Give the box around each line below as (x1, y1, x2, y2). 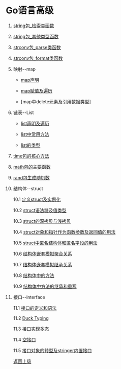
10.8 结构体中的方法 (13, 272, 55, 279)
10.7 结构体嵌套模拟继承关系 (13, 261, 72, 267)
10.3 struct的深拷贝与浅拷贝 (13, 218, 71, 224)
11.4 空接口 (13, 336, 36, 342)
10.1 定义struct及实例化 (13, 196, 61, 202)
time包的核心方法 (13, 153, 50, 159)
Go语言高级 (6, 5, 54, 16)
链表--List (13, 109, 34, 116)
